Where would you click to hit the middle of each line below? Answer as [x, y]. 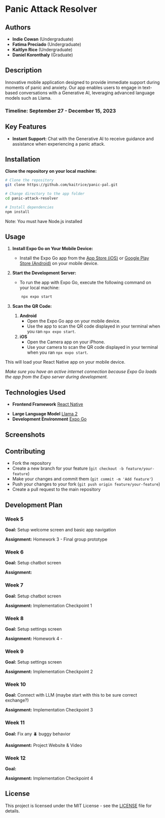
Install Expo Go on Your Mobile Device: [53, 249]
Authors [18, 27]
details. [13, 811]
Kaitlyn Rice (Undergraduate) [42, 50]
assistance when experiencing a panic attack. [59, 144]
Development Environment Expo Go [49, 419]
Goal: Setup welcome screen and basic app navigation [61, 530]
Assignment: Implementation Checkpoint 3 [49, 710]
